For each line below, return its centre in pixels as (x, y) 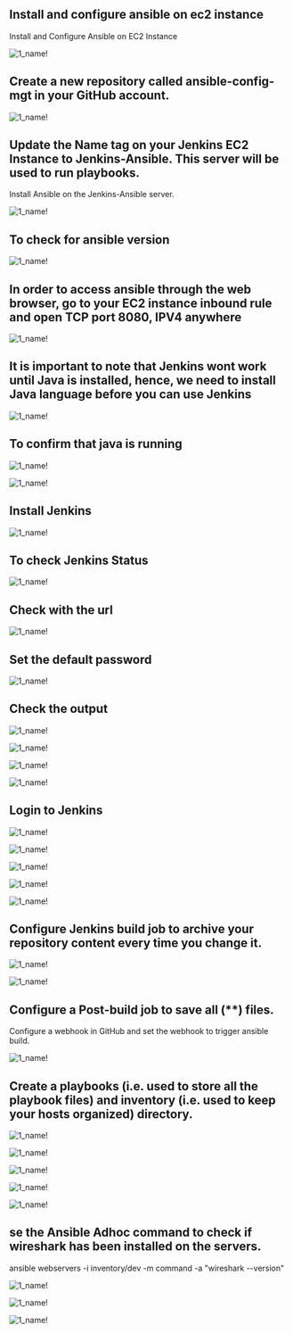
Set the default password (81, 659)
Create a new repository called (96, 82)
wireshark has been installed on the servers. (135, 1247)
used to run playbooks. (74, 173)
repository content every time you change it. (136, 943)
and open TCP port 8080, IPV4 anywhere (126, 317)
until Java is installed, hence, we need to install (142, 381)
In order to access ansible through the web (130, 289)
